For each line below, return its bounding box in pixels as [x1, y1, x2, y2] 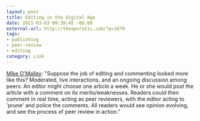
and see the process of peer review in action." [6, 108, 120, 115]
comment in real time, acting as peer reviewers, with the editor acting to [6, 95, 185, 102]
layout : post [6, 8, 39, 15]
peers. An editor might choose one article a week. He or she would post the [6, 82, 194, 90]
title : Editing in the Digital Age [6, 14, 96, 20]
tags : [6, 31, 20, 37]
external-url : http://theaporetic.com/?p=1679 [6, 25, 125, 32]
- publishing [6, 37, 39, 43]
